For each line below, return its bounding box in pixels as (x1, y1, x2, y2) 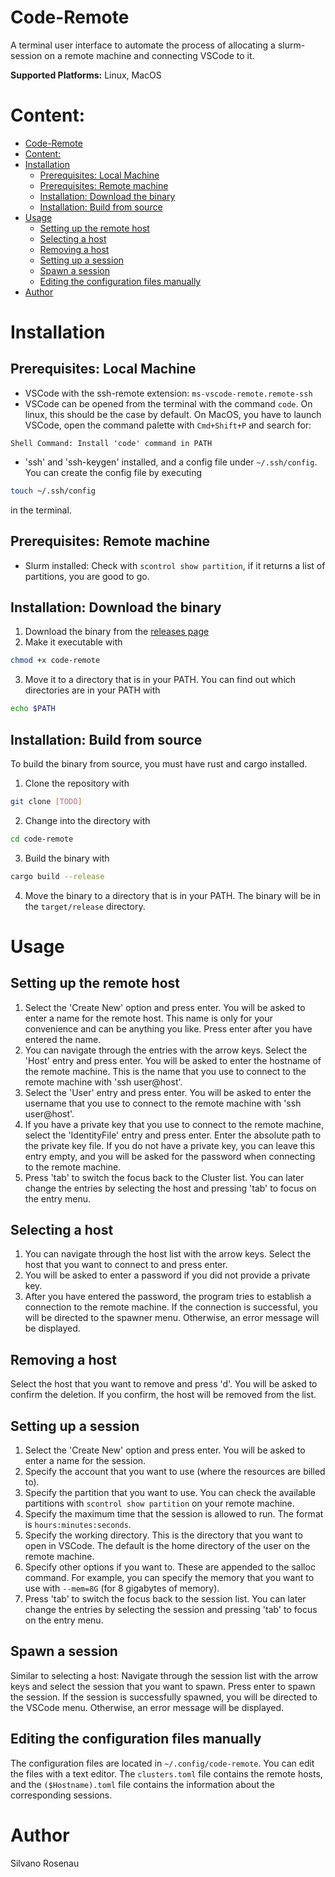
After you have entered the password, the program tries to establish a (24, 1291, 312, 1303)
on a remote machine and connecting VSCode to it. (44, 49, 255, 61)
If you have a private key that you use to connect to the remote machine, (24, 1118, 324, 1130)
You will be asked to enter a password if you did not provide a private (24, 1269, 311, 1281)
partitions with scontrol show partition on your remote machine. (24, 1497, 295, 1509)
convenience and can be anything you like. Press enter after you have (24, 1022, 313, 1035)
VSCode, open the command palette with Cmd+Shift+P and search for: (24, 419, 312, 431)
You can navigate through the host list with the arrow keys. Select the (24, 1248, 312, 1260)
